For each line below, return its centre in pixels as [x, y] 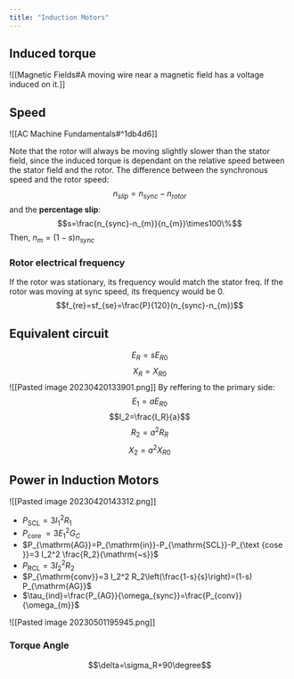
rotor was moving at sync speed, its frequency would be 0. [117, 291]
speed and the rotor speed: [59, 180]
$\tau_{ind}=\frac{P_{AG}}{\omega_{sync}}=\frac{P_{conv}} [132, 596]
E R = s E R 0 [150, 356]
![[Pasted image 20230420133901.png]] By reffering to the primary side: [142, 387]
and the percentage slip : [55, 209]
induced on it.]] [37, 85]
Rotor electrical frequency [67, 262]
